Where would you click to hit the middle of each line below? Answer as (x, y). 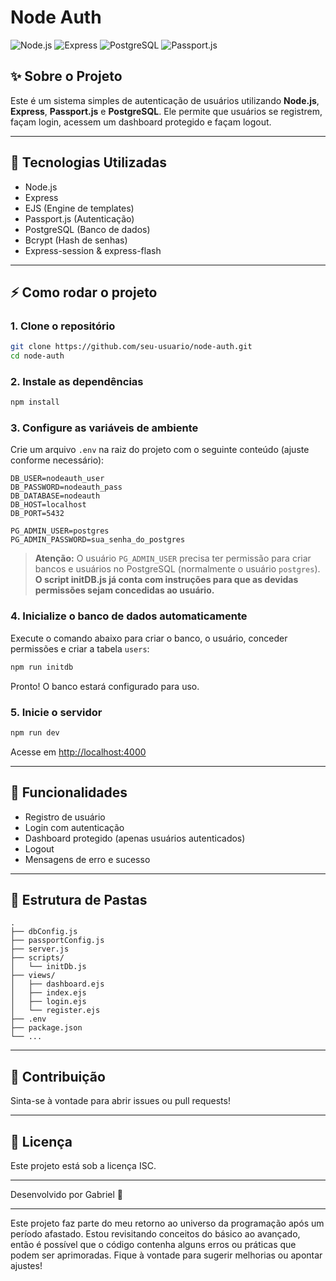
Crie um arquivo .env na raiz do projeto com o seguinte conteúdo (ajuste (160, 450)
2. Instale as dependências (77, 381)
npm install (35, 402)
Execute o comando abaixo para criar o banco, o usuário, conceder (149, 638)
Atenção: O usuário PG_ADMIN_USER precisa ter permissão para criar (173, 558)
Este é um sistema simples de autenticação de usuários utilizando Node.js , (165, 100)
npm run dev (35, 732)
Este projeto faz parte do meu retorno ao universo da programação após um (167, 1223)
